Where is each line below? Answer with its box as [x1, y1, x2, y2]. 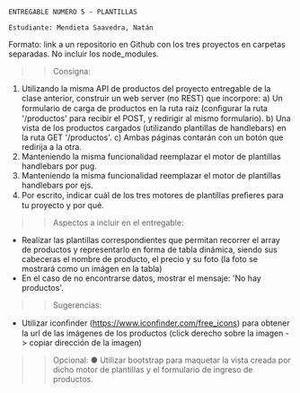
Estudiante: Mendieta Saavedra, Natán [8, 23, 154, 32]
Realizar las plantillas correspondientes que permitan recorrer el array [21, 235, 280, 245]
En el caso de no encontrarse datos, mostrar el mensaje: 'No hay [21, 273, 261, 284]
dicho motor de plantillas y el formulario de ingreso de [52, 364, 253, 375]
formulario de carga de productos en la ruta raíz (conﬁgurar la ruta [21, 103, 269, 113]
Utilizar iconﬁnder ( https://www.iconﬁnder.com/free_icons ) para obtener [21, 318, 290, 328]
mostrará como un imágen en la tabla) [21, 264, 163, 274]
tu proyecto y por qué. [21, 200, 104, 210]
